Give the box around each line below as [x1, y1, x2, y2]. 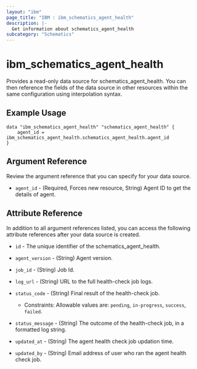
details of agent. [15, 190, 56, 198]
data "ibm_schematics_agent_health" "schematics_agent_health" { [6, 124, 175, 130]
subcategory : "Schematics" [6, 32, 75, 38]
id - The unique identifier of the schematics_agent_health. [15, 242, 161, 250]
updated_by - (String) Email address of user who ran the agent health [15, 349, 187, 356]
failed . [24, 307, 42, 315]
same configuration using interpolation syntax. [6, 90, 122, 98]
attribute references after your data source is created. [6, 231, 141, 238]
